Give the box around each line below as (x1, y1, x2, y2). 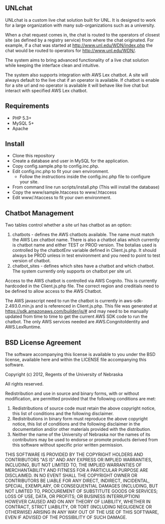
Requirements (5, 102, 49, 110)
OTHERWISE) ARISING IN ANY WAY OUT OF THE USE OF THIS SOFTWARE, (5, 509, 159, 515)
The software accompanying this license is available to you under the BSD (5, 351, 156, 357)
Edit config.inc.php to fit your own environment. (12, 169, 109, 175)
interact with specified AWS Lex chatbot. (5, 87, 88, 93)
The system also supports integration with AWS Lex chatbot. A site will (5, 71, 149, 78)
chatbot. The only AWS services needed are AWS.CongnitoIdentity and (5, 319, 149, 325)
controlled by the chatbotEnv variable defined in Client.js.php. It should (12, 247, 157, 253)
